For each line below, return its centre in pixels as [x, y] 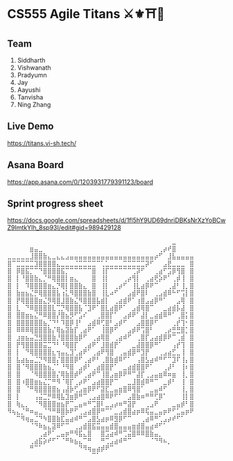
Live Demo [31, 126]
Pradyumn [32, 75]
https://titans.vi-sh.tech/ [42, 143]
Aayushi [29, 90]
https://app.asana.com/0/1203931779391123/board [80, 181]
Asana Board [36, 165]
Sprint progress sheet [55, 204]
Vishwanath [34, 67]
